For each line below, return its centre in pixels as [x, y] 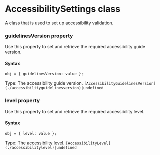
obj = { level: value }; [31, 133]
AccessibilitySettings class [63, 9]
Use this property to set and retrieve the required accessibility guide [75, 47]
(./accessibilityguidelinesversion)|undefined [54, 88]
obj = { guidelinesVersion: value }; [44, 74]
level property [23, 101]
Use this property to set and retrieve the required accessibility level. [75, 111]
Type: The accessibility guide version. [44, 83]
